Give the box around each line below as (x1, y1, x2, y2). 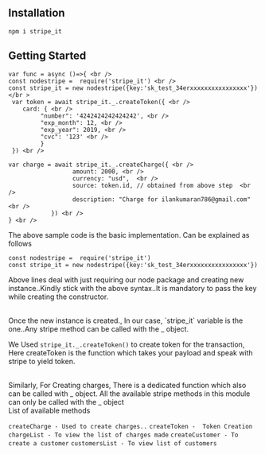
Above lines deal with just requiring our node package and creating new (8, 274, 244, 285)
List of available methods (8, 405, 91, 415)
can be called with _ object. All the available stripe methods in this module (8, 389, 251, 398)
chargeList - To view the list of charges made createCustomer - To (8, 431, 239, 439)
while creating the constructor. (8, 292, 109, 301)
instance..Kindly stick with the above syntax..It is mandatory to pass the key (8, 283, 257, 293)
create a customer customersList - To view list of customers (8, 439, 217, 448)
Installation (8, 6, 65, 20)
